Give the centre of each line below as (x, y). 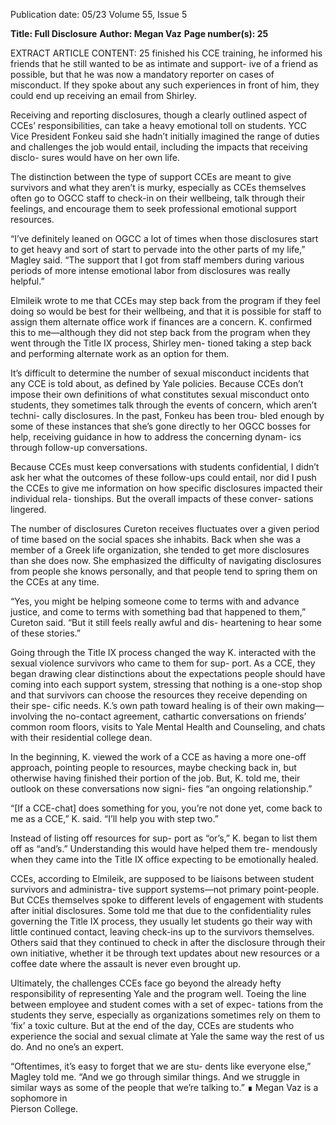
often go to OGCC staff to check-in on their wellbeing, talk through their (157, 198)
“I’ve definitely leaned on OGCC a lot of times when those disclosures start (164, 238)
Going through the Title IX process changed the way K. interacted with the (163, 652)
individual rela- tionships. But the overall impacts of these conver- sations (162, 498)
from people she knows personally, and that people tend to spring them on (164, 571)
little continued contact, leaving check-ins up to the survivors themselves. (162, 932)
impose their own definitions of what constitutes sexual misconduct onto (160, 394)
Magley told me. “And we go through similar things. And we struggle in (155, 1077)
